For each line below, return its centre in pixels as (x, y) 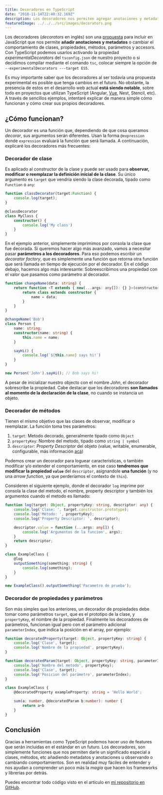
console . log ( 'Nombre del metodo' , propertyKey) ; (64, 665)
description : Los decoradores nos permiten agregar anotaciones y (73, 19)
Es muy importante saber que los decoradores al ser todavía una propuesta (80, 77)
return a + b (33, 706)
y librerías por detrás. (26, 773)
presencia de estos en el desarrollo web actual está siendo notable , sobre (80, 88)
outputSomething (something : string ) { (53, 563)
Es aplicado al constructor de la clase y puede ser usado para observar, (77, 169)
